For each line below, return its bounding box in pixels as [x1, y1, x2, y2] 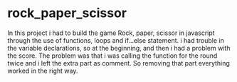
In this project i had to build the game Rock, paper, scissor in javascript [7, 29, 215, 37]
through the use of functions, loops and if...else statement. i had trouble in [7, 36, 224, 44]
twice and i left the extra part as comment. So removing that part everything [7, 58, 230, 67]
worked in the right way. [7, 66, 78, 75]
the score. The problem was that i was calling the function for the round [7, 51, 218, 60]
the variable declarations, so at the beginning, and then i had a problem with [7, 43, 231, 52]
